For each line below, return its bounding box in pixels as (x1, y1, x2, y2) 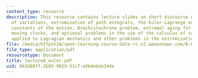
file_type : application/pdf (6, 47, 75, 53)
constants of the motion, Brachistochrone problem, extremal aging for (11, 25, 192, 31)
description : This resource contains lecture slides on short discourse (6, 14, 189, 20)
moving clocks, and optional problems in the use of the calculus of (11, 30, 186, 36)
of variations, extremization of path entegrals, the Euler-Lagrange (11, 19, 186, 25)
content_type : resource (6, 8, 65, 15)
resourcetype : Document (6, 52, 65, 58)
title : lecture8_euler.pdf (6, 57, 72, 63)
